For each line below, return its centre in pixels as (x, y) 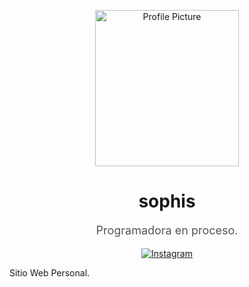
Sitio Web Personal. (50, 272)
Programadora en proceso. (167, 230)
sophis (167, 201)
